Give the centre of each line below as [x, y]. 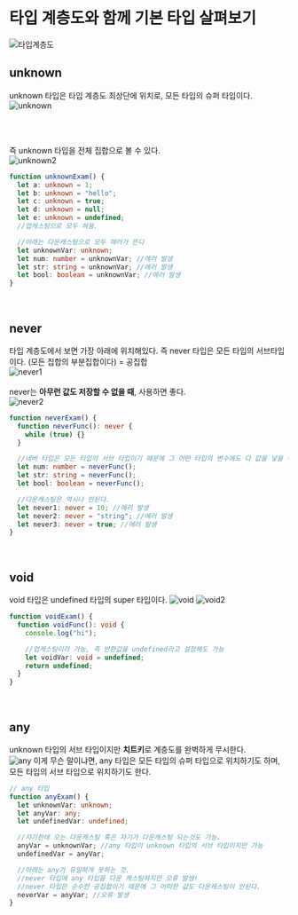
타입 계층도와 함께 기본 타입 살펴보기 [133, 18]
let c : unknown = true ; [61, 201]
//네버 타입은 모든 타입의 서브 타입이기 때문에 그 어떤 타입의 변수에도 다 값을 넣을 [150, 459]
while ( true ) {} [55, 434]
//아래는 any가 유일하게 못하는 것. [74, 870]
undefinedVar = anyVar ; [61, 854]
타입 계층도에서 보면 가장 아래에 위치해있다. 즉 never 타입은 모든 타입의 [132, 351]
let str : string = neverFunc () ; [77, 476]
